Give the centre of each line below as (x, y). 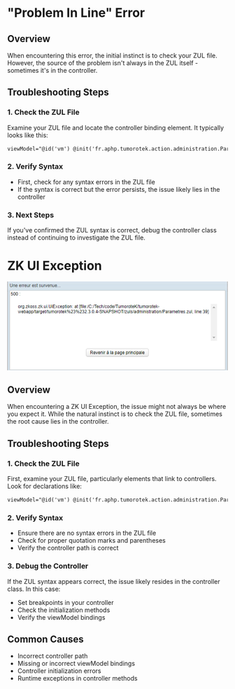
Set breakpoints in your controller (65, 602)
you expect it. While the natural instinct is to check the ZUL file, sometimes (115, 414)
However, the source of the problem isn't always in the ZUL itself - (103, 63)
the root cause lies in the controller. (58, 422)
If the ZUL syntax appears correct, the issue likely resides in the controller (114, 581)
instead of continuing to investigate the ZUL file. (76, 238)
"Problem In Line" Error (76, 13)
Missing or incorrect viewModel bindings (76, 664)
